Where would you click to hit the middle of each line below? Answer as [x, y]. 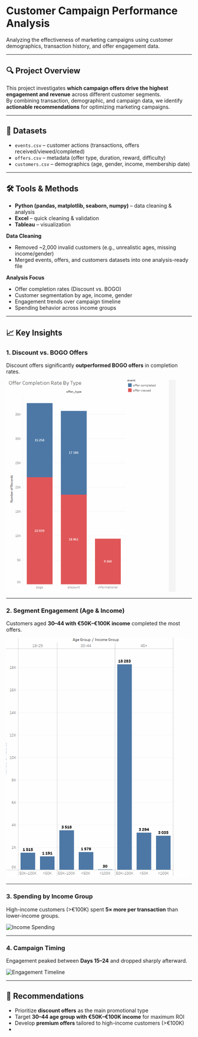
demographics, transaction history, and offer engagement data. [83, 46]
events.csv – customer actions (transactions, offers [77, 145]
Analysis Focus [25, 278]
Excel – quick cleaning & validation [57, 218]
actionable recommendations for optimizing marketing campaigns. [88, 107]
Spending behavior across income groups [65, 308]
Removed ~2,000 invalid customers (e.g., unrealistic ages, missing [95, 247]
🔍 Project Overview [43, 71]
